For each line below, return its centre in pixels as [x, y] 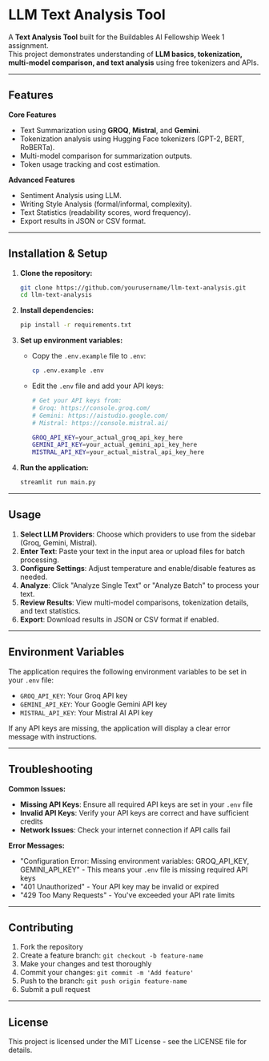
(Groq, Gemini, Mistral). [58, 542]
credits [31, 821]
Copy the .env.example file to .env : [89, 356]
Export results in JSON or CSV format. [83, 221]
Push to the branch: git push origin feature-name [104, 981]
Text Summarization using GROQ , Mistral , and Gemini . [110, 130]
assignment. [29, 45]
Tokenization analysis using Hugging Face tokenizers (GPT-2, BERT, [132, 139]
